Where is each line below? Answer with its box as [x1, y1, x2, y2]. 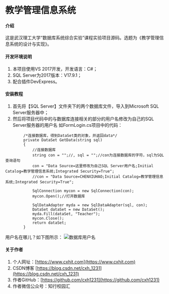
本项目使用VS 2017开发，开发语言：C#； [12, 66, 98, 72]
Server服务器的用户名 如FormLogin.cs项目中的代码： [12, 122, 123, 128]
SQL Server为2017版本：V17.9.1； [12, 72, 82, 78]
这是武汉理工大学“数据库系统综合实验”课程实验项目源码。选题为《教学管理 [5, 35, 160, 41]
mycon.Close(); [32, 216, 65, 221]
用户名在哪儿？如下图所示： [5, 234, 63, 240]
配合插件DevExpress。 [12, 78, 60, 84]
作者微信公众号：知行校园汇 [12, 283, 71, 289]
